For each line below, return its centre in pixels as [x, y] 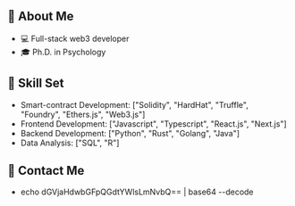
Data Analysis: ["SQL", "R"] [70, 143]
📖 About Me [41, 16]
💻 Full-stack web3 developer [75, 38]
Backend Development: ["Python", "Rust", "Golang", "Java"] [130, 133]
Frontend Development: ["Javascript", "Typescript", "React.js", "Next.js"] [153, 124]
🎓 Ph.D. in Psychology [63, 52]
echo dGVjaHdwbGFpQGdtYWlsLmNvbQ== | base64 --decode [137, 192]
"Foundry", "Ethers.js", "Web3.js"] [83, 114]
